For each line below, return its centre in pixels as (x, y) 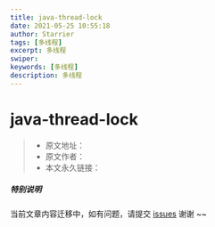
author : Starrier (42, 34)
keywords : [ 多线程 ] (44, 68)
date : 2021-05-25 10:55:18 (60, 26)
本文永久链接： (73, 167)
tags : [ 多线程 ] (37, 42)
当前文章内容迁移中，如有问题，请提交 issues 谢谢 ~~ (109, 214)
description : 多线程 (46, 76)
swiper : (25, 59)
